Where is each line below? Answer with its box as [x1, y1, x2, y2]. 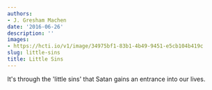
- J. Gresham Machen [7, 17, 67, 24]
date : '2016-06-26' [7, 23, 64, 30]
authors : [7, 10, 33, 17]
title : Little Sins [7, 56, 64, 63]
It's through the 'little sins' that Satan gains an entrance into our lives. [7, 75, 206, 83]
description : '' [7, 29, 54, 37]
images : [7, 36, 30, 43]
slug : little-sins [7, 50, 60, 57]
